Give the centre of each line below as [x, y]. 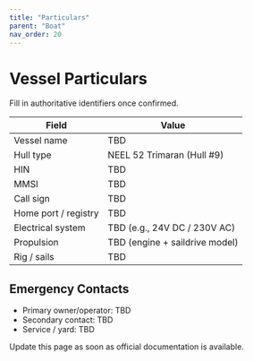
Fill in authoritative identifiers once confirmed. [94, 103]
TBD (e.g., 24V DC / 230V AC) [171, 228]
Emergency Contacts [69, 289]
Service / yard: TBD [59, 330]
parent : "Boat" [38, 26]
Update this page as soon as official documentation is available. [126, 347]
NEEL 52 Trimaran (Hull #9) [166, 155]
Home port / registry [57, 213]
